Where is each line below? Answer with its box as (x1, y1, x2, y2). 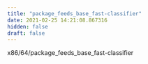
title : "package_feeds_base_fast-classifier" (7, 10, 142, 17)
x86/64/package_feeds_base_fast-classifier (7, 49, 134, 57)
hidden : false (7, 23, 49, 30)
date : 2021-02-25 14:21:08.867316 (7, 17, 108, 24)
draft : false (7, 29, 45, 37)
